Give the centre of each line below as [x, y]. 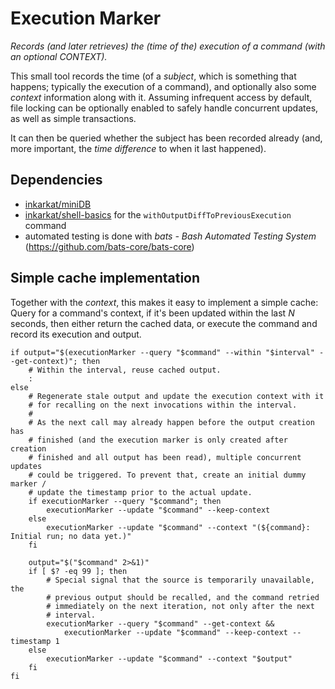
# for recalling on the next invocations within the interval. [163, 405]
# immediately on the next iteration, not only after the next [180, 606]
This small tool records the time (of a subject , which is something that [153, 76]
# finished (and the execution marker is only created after [158, 440]
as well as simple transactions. [73, 118]
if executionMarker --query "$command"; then [125, 501]
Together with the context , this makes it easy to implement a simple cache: [164, 302]
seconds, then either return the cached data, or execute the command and [164, 323]
